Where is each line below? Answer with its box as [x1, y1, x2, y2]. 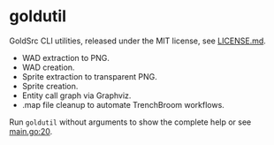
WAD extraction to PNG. [21, 52, 110, 63]
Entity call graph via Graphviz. [21, 90, 132, 101]
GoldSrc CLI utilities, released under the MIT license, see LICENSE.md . [9, 35, 267, 46]
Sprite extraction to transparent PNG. [21, 71, 157, 81]
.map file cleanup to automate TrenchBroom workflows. [21, 99, 225, 110]
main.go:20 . [9, 126, 53, 136]
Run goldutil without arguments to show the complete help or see [9, 117, 252, 127]
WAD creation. [21, 62, 75, 72]
